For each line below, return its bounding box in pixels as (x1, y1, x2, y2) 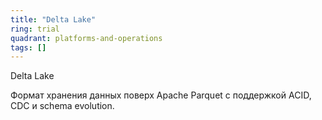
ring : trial (10, 24, 60, 34)
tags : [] (10, 42, 47, 53)
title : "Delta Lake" (10, 14, 97, 25)
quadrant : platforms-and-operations (10, 33, 163, 43)
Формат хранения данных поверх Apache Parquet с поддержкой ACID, (10, 89, 312, 101)
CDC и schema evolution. (10, 100, 115, 112)
